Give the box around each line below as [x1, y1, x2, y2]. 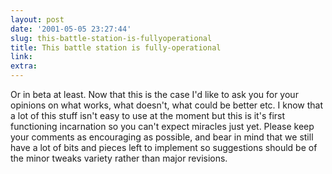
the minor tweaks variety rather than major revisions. [10, 152, 228, 164]
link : [10, 52, 33, 62]
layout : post [10, 14, 65, 25]
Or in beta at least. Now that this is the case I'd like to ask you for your [10, 89, 299, 100]
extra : [10, 61, 38, 71]
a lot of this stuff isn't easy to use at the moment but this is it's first [10, 110, 286, 121]
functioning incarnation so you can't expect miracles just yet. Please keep [10, 121, 315, 132]
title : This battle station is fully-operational [10, 42, 222, 53]
